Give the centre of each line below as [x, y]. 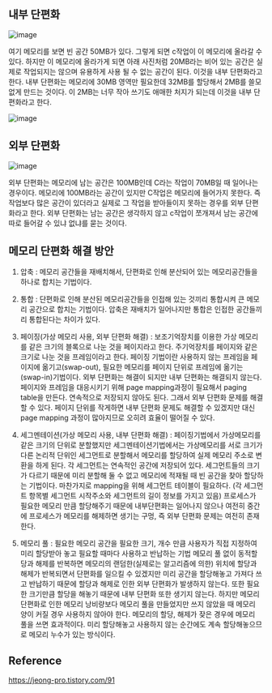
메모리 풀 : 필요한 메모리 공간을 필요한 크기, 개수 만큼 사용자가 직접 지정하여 [138, 543]
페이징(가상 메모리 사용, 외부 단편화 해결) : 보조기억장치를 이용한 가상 [128, 337]
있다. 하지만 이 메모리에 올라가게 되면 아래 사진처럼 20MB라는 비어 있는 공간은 [132, 61]
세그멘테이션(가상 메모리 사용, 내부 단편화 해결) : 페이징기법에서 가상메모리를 [140, 435]
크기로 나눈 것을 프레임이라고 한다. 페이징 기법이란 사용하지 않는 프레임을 [134, 357]
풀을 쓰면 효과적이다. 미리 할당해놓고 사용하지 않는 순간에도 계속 [120, 625]
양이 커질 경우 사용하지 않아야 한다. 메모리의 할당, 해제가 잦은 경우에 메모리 [138, 614]
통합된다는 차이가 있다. [65, 319]
